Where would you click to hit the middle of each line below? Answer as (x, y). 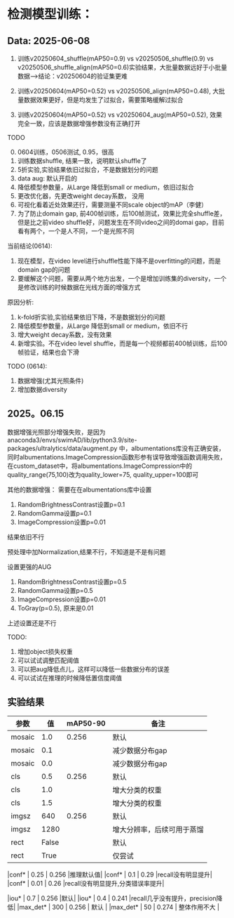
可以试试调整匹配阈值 (48, 660)
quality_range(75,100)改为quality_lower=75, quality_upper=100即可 (103, 474)
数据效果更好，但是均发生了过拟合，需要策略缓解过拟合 (103, 100)
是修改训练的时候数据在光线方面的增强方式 (79, 287)
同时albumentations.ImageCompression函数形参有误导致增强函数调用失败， (117, 457)
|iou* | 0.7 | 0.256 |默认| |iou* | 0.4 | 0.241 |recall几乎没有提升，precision (112, 898)
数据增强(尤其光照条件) (50, 381)
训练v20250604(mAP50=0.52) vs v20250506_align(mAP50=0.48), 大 (118, 91)
